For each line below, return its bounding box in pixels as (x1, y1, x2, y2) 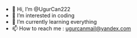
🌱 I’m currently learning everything (11, 18, 97, 25)
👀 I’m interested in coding (11, 12, 75, 19)
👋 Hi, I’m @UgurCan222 (11, 6, 71, 12)
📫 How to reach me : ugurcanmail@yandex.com (11, 25, 131, 32)
